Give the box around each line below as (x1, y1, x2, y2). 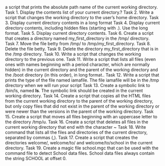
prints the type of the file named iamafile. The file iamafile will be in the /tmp (5, 77, 160, 83)
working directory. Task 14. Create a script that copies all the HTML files (5, 93, 151, 99)
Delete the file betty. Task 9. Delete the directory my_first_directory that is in (5, 46, 159, 52)
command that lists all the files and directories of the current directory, (5, 130, 148, 135)
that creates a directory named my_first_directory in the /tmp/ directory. (5, 35, 150, 41)
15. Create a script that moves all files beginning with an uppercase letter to (5, 114, 158, 119)
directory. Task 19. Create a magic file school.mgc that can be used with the (5, 145, 159, 151)
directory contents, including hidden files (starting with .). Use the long (5, 25, 148, 31)
